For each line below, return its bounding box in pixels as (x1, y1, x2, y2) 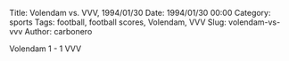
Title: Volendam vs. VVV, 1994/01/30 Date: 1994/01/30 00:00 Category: (9, 8, 271, 18)
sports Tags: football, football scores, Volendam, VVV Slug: (9, 17, 227, 27)
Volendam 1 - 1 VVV (9, 43, 82, 54)
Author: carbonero (24, 27, 93, 36)
